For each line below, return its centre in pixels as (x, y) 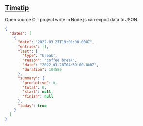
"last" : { (28, 51)
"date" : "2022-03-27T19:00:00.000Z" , (56, 42)
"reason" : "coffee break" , (50, 60)
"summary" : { (31, 78)
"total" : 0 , (35, 88)
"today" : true (32, 106)
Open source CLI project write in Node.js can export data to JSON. (72, 19)
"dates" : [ (20, 33)
